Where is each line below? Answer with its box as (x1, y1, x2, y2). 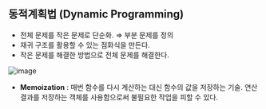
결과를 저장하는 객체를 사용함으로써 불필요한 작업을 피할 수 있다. (19, 92, 218, 102)
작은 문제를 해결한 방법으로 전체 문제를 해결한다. (19, 50, 169, 60)
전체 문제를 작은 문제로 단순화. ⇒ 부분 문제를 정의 (19, 30, 174, 40)
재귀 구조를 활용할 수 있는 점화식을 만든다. (19, 40, 150, 49)
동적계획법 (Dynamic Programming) (8, 7, 185, 21)
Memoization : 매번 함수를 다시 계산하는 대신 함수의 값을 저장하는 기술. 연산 (19, 82, 258, 91)
